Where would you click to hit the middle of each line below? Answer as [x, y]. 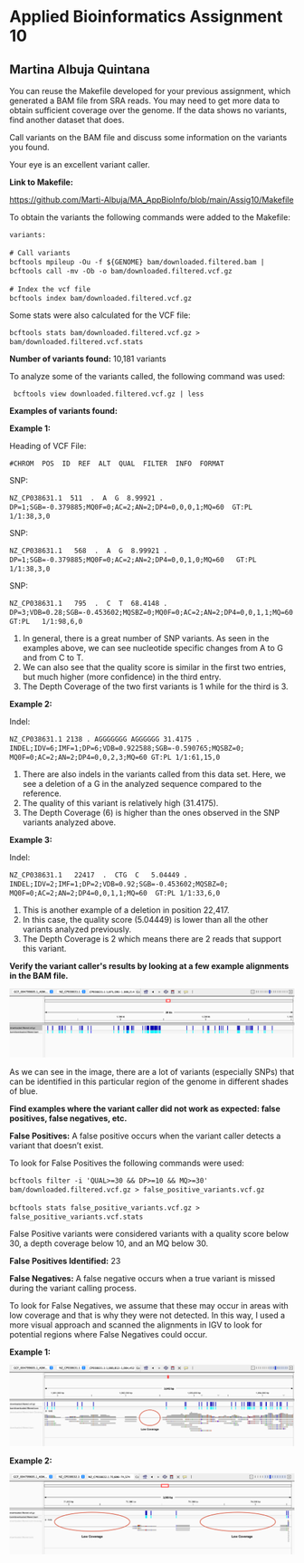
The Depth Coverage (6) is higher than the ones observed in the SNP [151, 813]
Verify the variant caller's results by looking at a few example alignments [149, 966]
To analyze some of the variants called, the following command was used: [147, 376]
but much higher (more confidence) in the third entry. [122, 677]
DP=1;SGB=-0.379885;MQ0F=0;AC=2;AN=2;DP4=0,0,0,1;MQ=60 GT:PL [131, 507]
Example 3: [31, 840]
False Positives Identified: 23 [65, 1261]
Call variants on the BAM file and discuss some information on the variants [148, 137]
